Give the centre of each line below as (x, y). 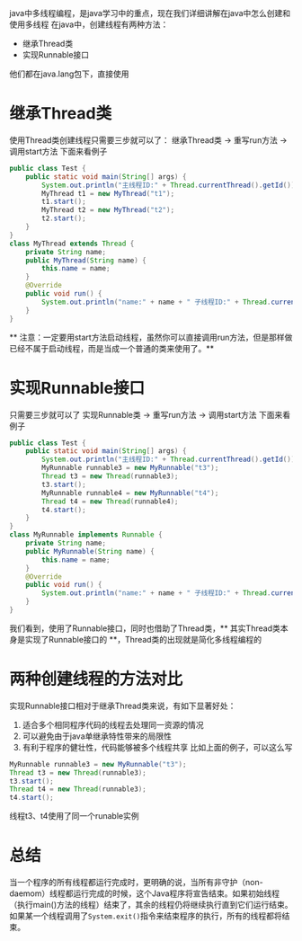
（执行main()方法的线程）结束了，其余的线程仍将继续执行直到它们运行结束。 (151, 905)
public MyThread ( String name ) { (86, 260)
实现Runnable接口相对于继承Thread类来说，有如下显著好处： (123, 706)
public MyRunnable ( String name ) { (90, 551)
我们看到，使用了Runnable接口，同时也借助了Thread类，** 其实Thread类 (145, 628)
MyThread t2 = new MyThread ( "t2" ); (108, 210)
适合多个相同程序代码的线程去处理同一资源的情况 (113, 724)
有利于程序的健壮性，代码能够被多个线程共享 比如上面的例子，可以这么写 (157, 747)
